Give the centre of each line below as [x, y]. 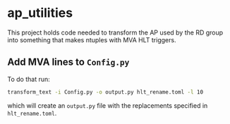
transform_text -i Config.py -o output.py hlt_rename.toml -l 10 [105, 92]
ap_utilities [40, 13]
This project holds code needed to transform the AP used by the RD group [115, 32]
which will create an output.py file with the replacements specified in [108, 105]
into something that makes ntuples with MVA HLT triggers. [92, 39]
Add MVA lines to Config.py [68, 62]
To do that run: [29, 79]
